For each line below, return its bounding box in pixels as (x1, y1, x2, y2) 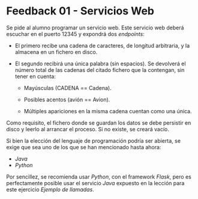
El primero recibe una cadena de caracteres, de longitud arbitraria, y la (14, 42, 190, 49)
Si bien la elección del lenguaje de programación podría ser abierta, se (6, 137, 181, 144)
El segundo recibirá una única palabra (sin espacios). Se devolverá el (14, 60, 186, 67)
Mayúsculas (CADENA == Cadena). (23, 84, 112, 91)
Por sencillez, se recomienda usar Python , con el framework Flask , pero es (6, 173, 192, 180)
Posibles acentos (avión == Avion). (23, 96, 110, 103)
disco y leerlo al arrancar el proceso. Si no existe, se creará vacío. (6, 125, 169, 132)
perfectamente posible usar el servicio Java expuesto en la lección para (6, 179, 185, 186)
